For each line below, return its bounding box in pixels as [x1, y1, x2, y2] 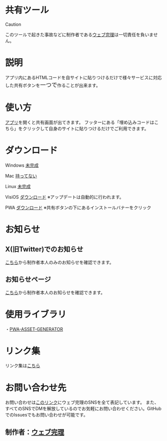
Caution [5, 21, 21, 27]
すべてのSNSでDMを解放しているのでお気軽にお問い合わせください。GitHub [5, 406, 162, 412]
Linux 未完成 [5, 183, 31, 189]
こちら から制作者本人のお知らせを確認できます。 [5, 289, 106, 295]
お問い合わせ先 [5, 382, 67, 393]
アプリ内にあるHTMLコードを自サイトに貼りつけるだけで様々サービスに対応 [5, 74, 162, 80]
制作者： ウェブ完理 [5, 428, 64, 436]
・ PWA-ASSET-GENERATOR [5, 326, 63, 332]
